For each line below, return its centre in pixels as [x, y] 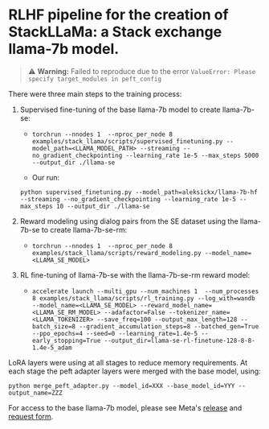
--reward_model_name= [176, 305]
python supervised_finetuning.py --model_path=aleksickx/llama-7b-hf [139, 192]
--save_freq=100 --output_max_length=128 [167, 320]
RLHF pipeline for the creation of [118, 15]
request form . [31, 416]
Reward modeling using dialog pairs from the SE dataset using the [129, 221]
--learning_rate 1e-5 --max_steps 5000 [192, 155]
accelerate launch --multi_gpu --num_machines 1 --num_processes [145, 291]
